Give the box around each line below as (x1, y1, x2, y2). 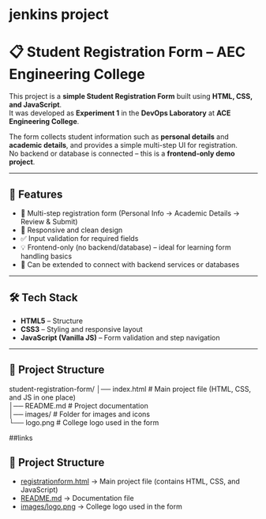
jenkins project (9, 6, 109, 24)
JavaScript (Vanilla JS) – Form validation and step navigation (20, 333, 220, 342)
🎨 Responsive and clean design (20, 225, 123, 235)
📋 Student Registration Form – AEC (9, 43, 245, 61)
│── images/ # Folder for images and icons (9, 409, 151, 419)
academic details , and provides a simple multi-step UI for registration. (9, 141, 238, 150)
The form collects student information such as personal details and (9, 132, 230, 141)
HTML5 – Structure (20, 316, 84, 325)
